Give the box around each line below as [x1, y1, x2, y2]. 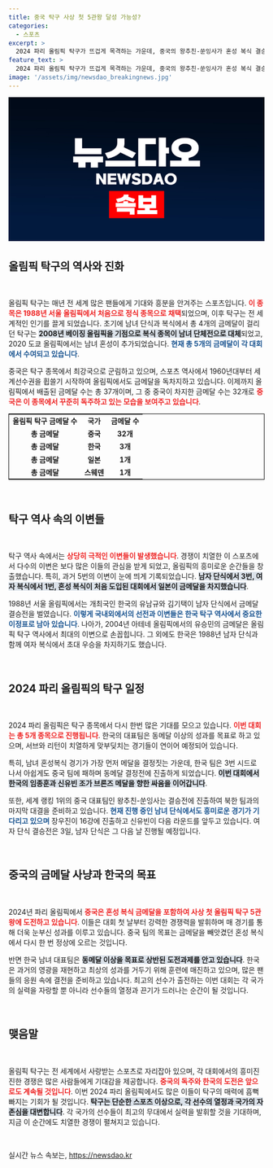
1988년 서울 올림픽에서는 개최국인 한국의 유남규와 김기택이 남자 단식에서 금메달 [8, 599, 259, 609]
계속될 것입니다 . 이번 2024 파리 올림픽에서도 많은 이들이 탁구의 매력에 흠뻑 [23, 1087, 260, 1096]
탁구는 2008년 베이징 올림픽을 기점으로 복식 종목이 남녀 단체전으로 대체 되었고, [16, 329, 263, 339]
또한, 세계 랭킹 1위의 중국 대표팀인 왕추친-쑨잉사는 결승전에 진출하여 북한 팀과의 [8, 795, 260, 805]
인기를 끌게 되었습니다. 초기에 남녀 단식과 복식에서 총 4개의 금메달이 [29, 318, 245, 329]
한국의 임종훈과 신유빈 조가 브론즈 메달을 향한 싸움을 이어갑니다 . [8, 778, 208, 788]
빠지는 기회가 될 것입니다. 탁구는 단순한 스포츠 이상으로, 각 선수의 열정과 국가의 [8, 1096, 256, 1106]
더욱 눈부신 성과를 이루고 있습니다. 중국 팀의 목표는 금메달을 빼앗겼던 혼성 [16, 927, 249, 937]
